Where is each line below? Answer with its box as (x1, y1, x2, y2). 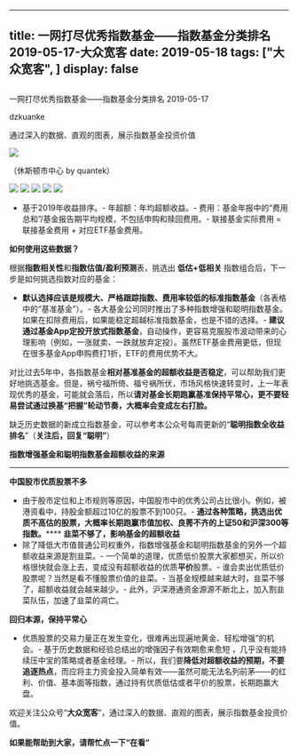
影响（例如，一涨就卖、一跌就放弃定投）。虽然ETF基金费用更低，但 (29, 337, 274, 347)
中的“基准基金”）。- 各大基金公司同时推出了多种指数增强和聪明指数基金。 (21, 303, 288, 314)
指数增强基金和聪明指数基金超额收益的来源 (9, 449, 165, 459)
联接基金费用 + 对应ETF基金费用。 (21, 224, 148, 235)
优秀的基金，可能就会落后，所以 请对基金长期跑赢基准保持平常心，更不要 (16, 388, 281, 400)
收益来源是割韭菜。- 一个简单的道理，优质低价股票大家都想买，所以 (29, 550, 278, 561)
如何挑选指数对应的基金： (24, 273, 118, 284)
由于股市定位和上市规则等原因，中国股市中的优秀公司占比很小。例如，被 (21, 495, 286, 505)
